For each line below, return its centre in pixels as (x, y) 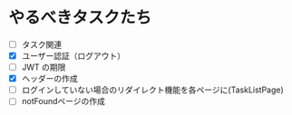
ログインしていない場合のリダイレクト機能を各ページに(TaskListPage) (153, 90)
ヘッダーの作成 (49, 79)
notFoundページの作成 (63, 101)
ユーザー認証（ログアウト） (73, 56)
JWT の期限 (44, 67)
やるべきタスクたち (80, 18)
